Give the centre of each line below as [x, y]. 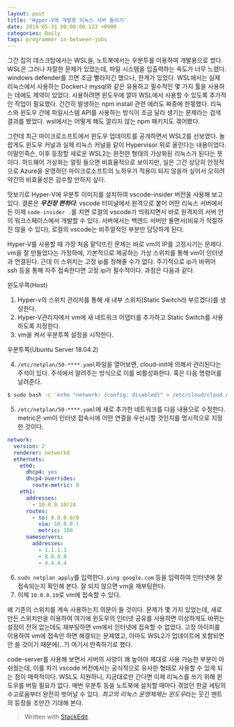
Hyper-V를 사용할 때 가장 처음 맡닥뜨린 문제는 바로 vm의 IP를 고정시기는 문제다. [115, 244]
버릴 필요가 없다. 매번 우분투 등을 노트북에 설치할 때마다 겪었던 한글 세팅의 [126, 685]
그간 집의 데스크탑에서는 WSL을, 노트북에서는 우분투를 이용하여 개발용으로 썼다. [115, 61]
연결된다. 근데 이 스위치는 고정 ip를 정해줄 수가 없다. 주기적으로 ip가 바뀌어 [115, 261]
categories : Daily [34, 33]
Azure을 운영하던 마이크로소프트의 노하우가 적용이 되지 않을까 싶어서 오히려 [122, 171]
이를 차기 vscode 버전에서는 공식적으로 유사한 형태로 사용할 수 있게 [124, 668]
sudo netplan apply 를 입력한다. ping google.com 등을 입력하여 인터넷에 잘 [120, 577]
